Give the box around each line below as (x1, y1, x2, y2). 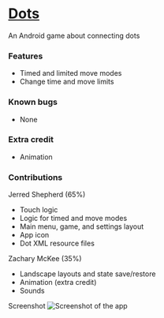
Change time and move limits (19, 77, 114, 87)
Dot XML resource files (19, 238, 95, 249)
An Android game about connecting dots (8, 31, 140, 40)
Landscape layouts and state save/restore (19, 269, 156, 279)
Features (8, 51, 43, 62)
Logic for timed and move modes (19, 214, 128, 223)
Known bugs (8, 96, 58, 107)
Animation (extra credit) (19, 278, 97, 287)
